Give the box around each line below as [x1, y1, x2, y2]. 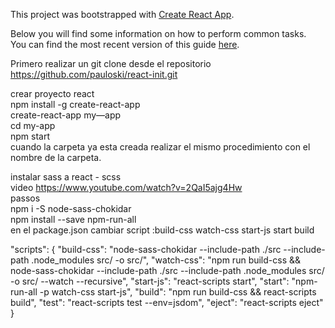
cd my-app [10, 120, 56, 131]
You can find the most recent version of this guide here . [10, 39, 240, 50]
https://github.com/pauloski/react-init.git [10, 69, 178, 80]
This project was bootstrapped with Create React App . [10, 9, 235, 20]
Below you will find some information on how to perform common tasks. [10, 28, 307, 39]
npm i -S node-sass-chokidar [10, 203, 132, 214]
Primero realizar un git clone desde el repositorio [10, 58, 212, 69]
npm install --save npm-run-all [10, 214, 137, 225]
